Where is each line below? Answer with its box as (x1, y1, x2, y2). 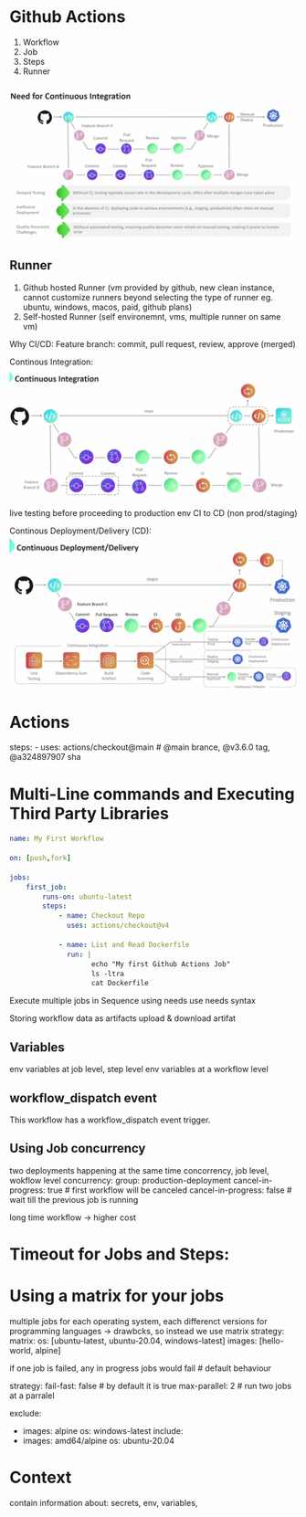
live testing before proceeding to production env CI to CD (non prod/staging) (9, 507, 299, 518)
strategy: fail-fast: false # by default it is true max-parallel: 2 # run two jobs (9, 1380, 292, 1391)
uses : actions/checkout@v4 (67, 921, 170, 931)
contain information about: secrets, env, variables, (9, 1497, 198, 1508)
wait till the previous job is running (9, 1194, 139, 1205)
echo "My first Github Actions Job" (90, 959, 231, 969)
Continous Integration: (9, 356, 94, 367)
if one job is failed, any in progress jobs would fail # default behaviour (9, 1363, 272, 1374)
